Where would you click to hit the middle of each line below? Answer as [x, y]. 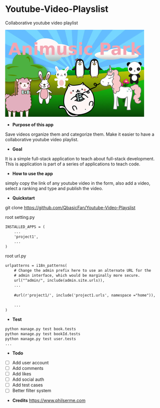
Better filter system [32, 391]
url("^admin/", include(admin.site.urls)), [60, 280]
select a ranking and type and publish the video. [54, 188]
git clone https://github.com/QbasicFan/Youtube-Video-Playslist [70, 207]
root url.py [16, 255]
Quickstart [23, 198]
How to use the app [33, 173]
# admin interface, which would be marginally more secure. [77, 275]
